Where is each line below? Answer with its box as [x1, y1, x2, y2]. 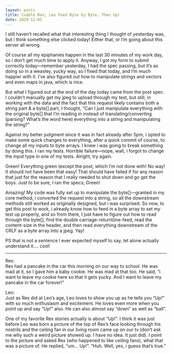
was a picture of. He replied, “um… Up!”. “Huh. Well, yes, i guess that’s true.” [5, 343, 166, 349]
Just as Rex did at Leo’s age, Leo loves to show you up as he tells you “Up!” [5, 295, 165, 301]
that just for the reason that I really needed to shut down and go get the [5, 174, 156, 180]
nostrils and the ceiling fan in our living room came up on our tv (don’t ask [5, 326, 161, 333]
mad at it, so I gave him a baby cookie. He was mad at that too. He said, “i [5, 268, 161, 275]
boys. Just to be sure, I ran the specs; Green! [5, 180, 101, 186]
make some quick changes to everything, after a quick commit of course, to [5, 137, 165, 143]
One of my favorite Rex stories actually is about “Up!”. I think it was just [5, 316, 155, 322]
